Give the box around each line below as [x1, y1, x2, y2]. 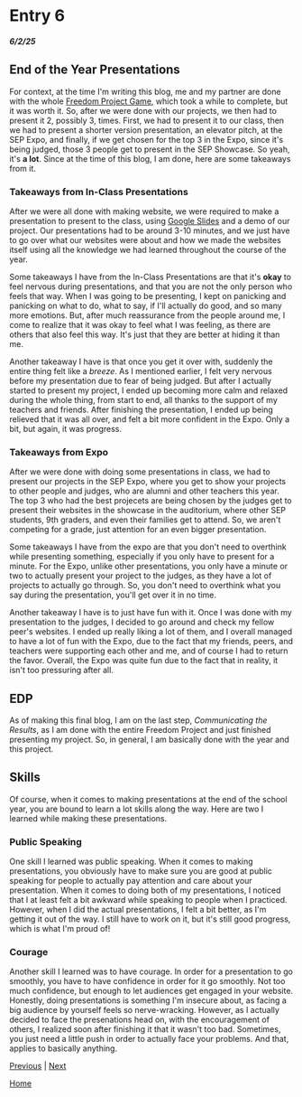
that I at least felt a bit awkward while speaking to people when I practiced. [9, 895, 288, 905]
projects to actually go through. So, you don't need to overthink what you [9, 580, 281, 591]
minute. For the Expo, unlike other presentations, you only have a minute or [9, 561, 288, 572]
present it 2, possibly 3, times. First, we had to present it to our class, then [9, 115, 285, 126]
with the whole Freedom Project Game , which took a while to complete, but [9, 96, 288, 107]
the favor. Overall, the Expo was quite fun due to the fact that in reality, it [9, 655, 279, 666]
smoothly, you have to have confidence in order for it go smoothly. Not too [9, 976, 286, 987]
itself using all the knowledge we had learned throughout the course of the [9, 244, 287, 255]
